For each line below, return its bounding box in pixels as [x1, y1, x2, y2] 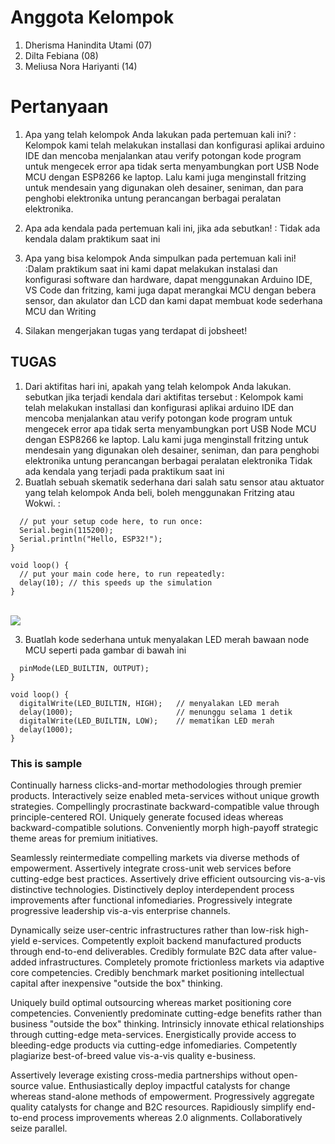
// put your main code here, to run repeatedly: [19, 569, 226, 579]
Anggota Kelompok [10, 6, 175, 29]
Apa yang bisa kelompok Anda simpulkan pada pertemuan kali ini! [24, 252, 297, 264]
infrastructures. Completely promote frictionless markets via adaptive [38, 956, 325, 968]
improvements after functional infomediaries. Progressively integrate [10, 894, 293, 906]
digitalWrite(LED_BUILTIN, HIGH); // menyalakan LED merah [19, 698, 280, 708]
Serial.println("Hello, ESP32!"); [19, 534, 163, 544]
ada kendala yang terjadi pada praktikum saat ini [24, 465, 225, 477]
